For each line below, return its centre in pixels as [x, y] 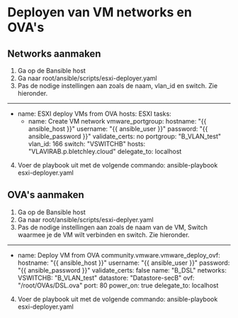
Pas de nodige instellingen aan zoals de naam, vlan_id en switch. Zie [118, 86]
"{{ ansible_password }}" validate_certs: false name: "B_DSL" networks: [122, 270]
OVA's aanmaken [46, 195]
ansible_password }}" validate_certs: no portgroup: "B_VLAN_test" [125, 136]
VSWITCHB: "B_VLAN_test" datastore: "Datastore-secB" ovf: [106, 278]
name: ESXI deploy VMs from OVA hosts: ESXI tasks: [94, 114]
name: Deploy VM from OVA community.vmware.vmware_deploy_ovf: [119, 255]
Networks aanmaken [54, 54]
